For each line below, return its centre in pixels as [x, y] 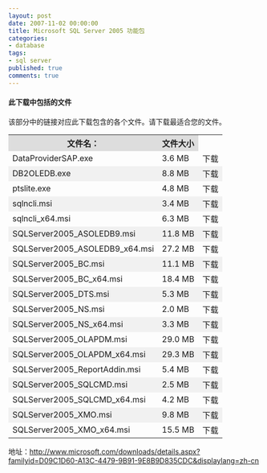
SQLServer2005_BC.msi [59, 264]
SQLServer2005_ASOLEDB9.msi [74, 233]
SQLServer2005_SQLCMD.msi [70, 385]
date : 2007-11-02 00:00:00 [53, 23]
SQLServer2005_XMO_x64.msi [71, 430]
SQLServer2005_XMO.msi [62, 414]
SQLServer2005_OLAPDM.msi [70, 339]
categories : [28, 38]
